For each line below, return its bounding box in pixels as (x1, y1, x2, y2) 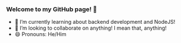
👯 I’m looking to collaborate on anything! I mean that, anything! (14, 24, 167, 31)
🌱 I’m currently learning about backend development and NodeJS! (14, 19, 176, 26)
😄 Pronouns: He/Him (14, 31, 67, 38)
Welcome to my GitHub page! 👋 (6, 5, 97, 13)
